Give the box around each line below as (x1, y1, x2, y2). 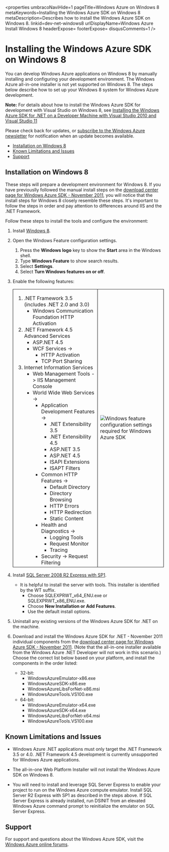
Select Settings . (20, 263, 54, 269)
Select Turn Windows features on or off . (20, 268, 105, 274)
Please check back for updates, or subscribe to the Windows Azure (5, 127, 145, 133)
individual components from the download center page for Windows (12, 638, 154, 645)
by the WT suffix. (20, 587, 56, 593)
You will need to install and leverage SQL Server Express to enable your (12, 782, 161, 788)
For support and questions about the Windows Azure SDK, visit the (5, 836, 144, 842)
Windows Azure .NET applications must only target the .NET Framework (12, 746, 162, 752)
